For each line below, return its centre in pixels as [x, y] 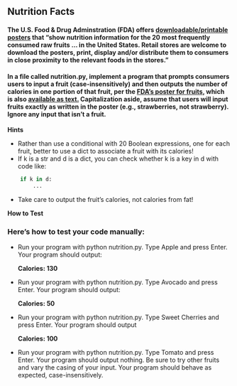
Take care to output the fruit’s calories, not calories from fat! [105, 199]
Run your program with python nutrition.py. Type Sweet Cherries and [118, 317]
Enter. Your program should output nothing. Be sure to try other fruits [118, 360]
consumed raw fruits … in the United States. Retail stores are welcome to [117, 45]
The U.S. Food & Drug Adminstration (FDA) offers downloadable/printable [118, 30]
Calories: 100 [38, 339]
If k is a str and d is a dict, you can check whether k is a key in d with [118, 159]
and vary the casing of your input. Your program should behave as [115, 368]
